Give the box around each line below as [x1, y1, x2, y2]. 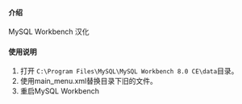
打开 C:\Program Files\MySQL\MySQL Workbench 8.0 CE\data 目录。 [19, 66, 239, 76]
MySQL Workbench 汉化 [8, 27, 90, 36]
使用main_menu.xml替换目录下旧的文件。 [19, 77, 157, 86]
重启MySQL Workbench [19, 86, 99, 96]
